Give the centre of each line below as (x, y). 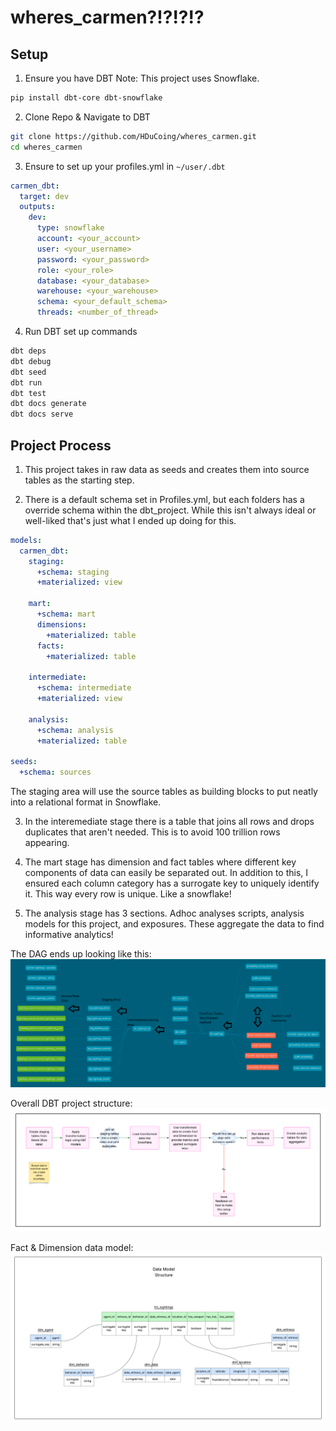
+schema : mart (66, 614)
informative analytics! (69, 935)
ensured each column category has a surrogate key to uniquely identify (172, 883)
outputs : (37, 207)
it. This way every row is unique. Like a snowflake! (128, 894)
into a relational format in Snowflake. (86, 802)
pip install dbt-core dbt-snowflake (86, 98)
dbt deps (28, 351)
